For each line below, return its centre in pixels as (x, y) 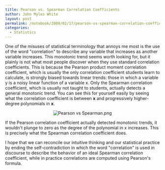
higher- (141, 98)
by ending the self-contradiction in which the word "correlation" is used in (80, 148)
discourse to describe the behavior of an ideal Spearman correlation (74, 153)
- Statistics (23, 32)
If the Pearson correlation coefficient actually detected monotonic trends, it (81, 122)
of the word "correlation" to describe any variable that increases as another (82, 51)
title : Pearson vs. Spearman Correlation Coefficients (62, 10)
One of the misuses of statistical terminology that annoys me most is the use (82, 46)
